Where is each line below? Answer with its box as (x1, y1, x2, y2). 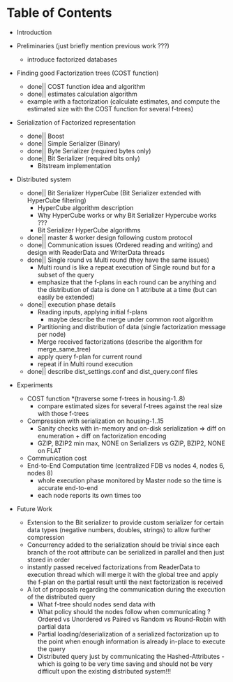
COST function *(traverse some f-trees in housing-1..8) (27, 394, 186, 403)
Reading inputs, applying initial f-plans (37, 307, 148, 316)
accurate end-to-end (37, 483, 98, 492)
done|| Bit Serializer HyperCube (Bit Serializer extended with (27, 188, 202, 197)
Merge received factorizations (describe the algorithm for (37, 337, 203, 346)
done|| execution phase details (27, 300, 116, 309)
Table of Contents (6, 5, 112, 21)
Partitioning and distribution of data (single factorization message (37, 322, 226, 330)
